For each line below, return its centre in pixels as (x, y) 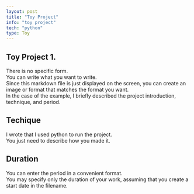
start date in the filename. (37, 185)
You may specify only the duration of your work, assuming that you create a (97, 179)
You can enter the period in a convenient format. (64, 173)
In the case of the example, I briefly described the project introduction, (91, 96)
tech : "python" (25, 28)
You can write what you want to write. (52, 77)
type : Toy (18, 33)
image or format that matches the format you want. (67, 89)
